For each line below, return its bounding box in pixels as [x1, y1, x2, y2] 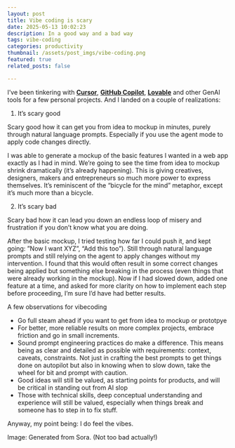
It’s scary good [17, 109, 61, 117]
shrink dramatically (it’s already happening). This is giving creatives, [7, 166, 203, 174]
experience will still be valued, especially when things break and [17, 398, 203, 407]
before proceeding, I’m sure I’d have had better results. [7, 289, 166, 297]
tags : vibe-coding [7, 37, 61, 44]
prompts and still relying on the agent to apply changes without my [7, 251, 201, 260]
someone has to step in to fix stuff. [17, 405, 118, 414]
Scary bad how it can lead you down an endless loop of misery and [7, 216, 202, 224]
